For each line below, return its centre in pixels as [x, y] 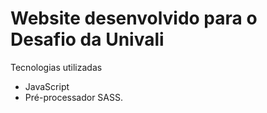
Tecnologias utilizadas [56, 67]
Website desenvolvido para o [134, 18]
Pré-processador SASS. [73, 97]
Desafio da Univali [87, 39]
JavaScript [47, 86]
